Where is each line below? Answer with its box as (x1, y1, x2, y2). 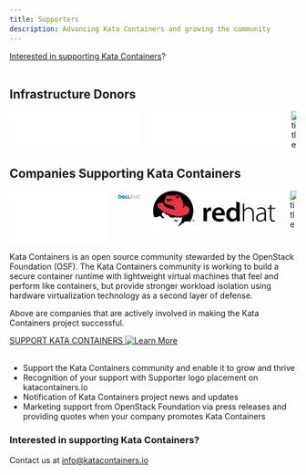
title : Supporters (9, 15, 79, 24)
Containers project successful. (9, 317, 125, 328)
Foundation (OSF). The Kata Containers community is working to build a (9, 261, 280, 273)
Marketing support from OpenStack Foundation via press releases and (22, 401, 287, 412)
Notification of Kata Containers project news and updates (22, 392, 239, 403)
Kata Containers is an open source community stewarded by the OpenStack (9, 252, 294, 263)
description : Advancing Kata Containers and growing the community (9, 24, 271, 34)
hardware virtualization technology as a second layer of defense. (9, 290, 253, 301)
